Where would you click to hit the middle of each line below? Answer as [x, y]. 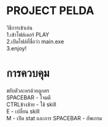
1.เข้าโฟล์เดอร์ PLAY [28, 34]
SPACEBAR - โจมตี [29, 97]
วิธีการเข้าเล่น [19, 28]
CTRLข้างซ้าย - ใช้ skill [31, 104]
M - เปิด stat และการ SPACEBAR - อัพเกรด [54, 118]
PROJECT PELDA [50, 11]
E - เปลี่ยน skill [23, 111]
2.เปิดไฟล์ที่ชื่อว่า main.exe [35, 41]
